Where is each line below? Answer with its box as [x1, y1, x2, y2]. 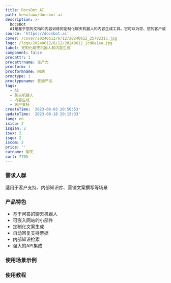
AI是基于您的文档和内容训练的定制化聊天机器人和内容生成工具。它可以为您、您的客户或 [10, 26, 166, 32]
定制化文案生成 [12, 223, 44, 230]
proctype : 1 [5, 74, 31, 79]
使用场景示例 [5, 257, 37, 264]
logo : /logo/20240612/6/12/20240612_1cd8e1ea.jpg [5, 41, 113, 46]
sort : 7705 [5, 154, 28, 159]
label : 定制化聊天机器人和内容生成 [5, 45, 71, 50]
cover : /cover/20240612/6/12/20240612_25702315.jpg [5, 36, 117, 41]
